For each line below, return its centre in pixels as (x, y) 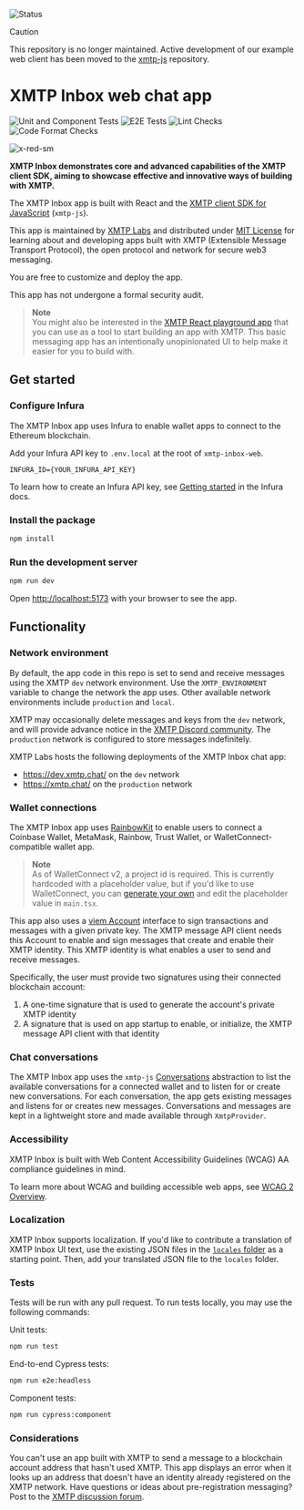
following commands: (50, 1312)
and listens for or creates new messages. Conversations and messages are (150, 1106)
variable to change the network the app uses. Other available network (140, 692)
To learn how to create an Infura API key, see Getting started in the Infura (147, 487)
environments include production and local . (92, 702)
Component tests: (43, 1398)
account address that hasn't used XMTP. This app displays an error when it (151, 1468)
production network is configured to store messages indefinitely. (131, 739)
